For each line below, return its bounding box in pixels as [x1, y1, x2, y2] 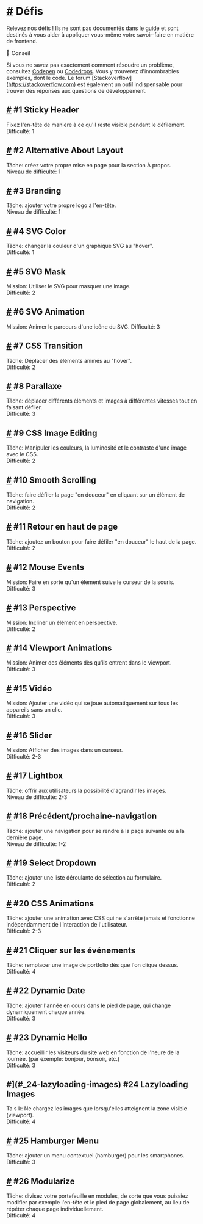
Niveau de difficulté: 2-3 [6, 793, 68, 801]
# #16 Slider [6, 730, 52, 740]
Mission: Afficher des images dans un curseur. [6, 746, 123, 754]
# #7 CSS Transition [6, 341, 84, 351]
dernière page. [6, 834, 44, 841]
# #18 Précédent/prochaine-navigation [6, 811, 157, 821]
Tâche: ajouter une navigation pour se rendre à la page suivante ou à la [6, 827, 185, 834]
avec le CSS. [6, 451, 38, 458]
